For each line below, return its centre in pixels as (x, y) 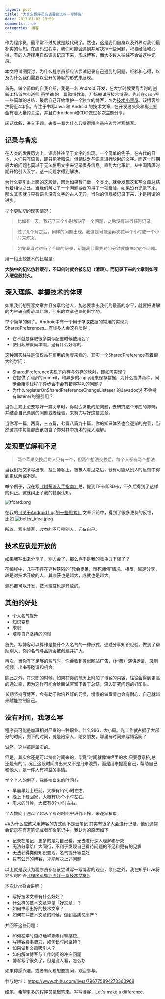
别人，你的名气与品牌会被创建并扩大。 (48, 651)
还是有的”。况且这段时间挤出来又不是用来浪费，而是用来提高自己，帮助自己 (82, 764)
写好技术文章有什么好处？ (38, 896)
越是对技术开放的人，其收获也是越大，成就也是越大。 (59, 575)
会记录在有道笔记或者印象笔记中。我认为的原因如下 (57, 830)
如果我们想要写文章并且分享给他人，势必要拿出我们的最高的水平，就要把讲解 (82, 305)
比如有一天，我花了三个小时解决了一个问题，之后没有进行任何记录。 (86, 221)
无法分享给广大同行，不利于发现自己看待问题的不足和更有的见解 (77, 846)
